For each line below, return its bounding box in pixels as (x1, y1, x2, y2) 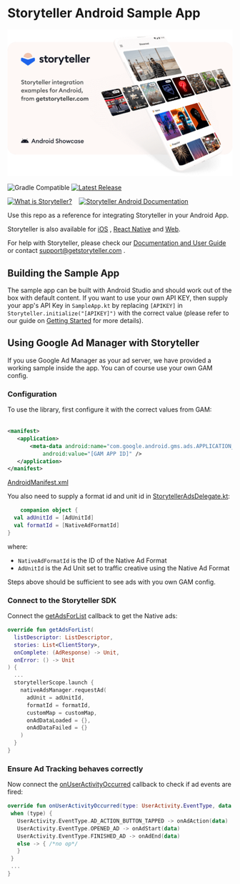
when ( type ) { (10, 810, 53, 818)
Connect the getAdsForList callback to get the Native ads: (7, 612, 178, 620)
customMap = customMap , (26, 709, 98, 716)
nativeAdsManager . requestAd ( (20, 687, 107, 694)
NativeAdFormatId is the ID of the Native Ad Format (17, 556, 167, 565)
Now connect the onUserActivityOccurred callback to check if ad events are (7, 780, 232, 789)
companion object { (20, 507, 79, 514)
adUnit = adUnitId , (26, 694, 84, 701)
